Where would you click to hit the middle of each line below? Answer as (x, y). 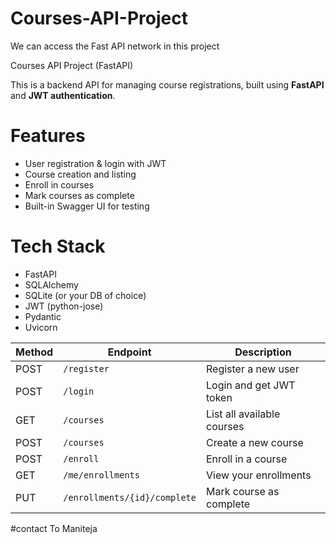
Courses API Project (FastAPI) (72, 65)
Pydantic (43, 316)
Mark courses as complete (79, 195)
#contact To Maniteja (54, 528)
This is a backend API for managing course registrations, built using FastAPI (167, 84)
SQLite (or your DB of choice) (85, 295)
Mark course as (243, 491)
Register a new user (253, 369)
